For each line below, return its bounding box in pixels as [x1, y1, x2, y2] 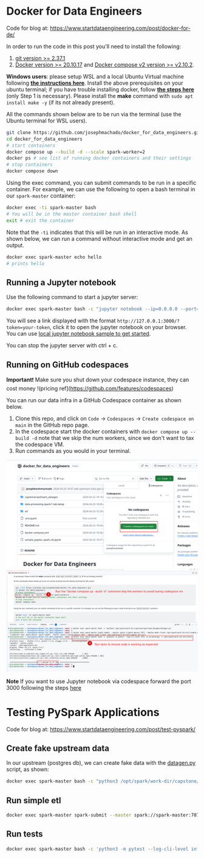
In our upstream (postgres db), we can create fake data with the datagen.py [6, 759, 196, 767]
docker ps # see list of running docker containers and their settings [6, 155, 191, 161]
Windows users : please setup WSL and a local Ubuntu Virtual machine [6, 73, 184, 80]
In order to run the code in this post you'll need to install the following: [6, 43, 182, 50]
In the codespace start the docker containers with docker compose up [15, 428, 188, 435]
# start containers [6, 142, 56, 149]
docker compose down [6, 168, 59, 174]
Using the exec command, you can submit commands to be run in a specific [6, 179, 197, 186]
